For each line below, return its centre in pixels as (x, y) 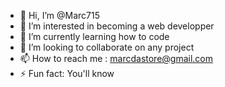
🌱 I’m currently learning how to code (94, 36)
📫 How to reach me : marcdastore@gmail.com (116, 58)
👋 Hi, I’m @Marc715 (59, 15)
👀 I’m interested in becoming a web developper (117, 26)
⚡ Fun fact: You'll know (67, 73)
